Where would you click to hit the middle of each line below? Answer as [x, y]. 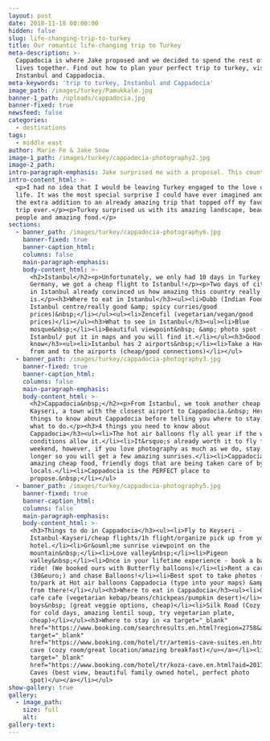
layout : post [30, 16]
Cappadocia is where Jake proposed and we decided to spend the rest [134, 61]
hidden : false [32, 31]
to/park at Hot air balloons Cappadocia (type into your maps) [138, 583]
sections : [25, 225]
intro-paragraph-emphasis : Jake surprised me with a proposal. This [125, 173]
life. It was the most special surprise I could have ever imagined [133, 195]
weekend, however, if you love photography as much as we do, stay [145, 449]
